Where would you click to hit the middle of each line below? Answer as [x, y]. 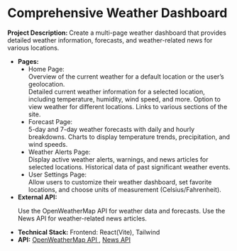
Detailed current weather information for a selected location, [117, 91]
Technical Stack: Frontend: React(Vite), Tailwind [89, 232]
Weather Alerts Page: [59, 152]
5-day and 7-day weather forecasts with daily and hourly [111, 129]
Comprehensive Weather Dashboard [117, 13]
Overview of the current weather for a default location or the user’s [126, 77]
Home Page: [46, 69]
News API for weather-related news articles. [82, 218]
